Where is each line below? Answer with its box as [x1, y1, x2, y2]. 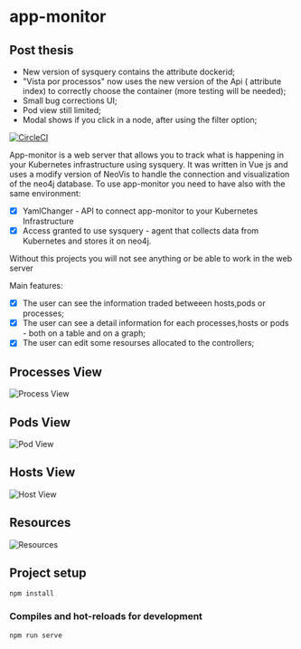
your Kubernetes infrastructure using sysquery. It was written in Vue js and [9, 159, 288, 169]
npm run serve [9, 631, 63, 640]
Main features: [9, 281, 63, 291]
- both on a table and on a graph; [22, 328, 146, 339]
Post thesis [9, 43, 74, 58]
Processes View [9, 364, 102, 379]
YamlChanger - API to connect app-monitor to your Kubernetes [22, 205, 259, 216]
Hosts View [9, 464, 76, 481]
